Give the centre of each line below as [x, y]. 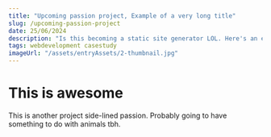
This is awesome [66, 93]
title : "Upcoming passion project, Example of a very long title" [122, 16]
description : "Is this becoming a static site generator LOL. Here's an [133, 38]
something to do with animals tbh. [65, 124]
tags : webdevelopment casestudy [63, 46]
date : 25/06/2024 [38, 31]
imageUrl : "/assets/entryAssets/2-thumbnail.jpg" [94, 53]
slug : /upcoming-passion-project [65, 23]
